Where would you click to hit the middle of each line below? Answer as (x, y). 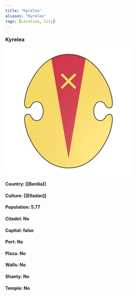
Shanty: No (17, 277)
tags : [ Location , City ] (30, 21)
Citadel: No (17, 219)
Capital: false (19, 230)
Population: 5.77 (23, 207)
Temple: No (18, 288)
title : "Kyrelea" (24, 11)
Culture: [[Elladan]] (26, 195)
